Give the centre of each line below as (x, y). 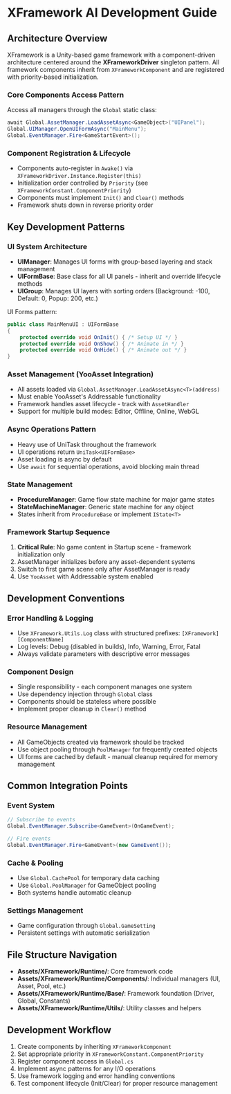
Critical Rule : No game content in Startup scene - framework (104, 547)
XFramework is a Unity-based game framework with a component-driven (111, 55)
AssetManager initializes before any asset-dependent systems (106, 562)
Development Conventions (66, 598)
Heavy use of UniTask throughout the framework (87, 444)
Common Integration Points (68, 786)
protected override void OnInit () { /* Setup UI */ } (99, 337)
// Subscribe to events (41, 820)
